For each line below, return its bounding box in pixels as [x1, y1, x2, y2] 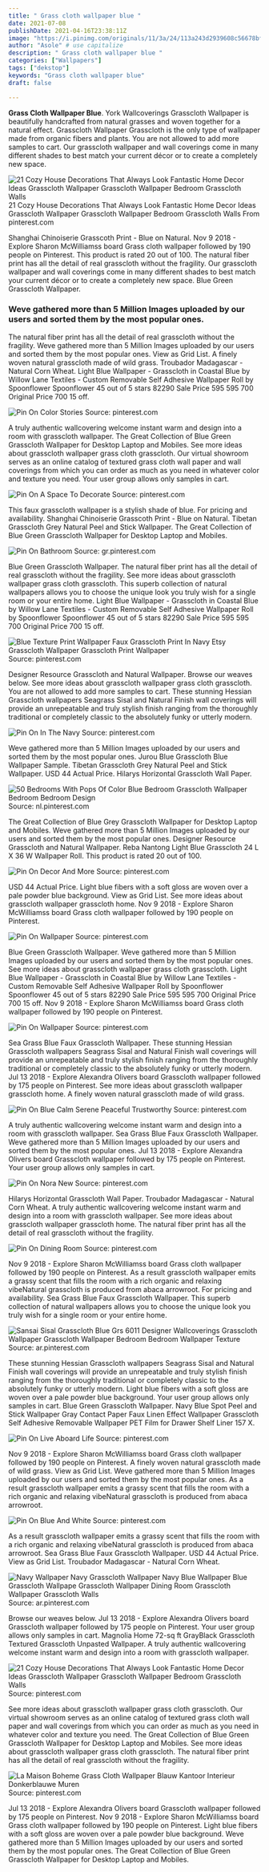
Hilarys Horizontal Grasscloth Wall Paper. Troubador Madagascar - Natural [8, 1193, 255, 1203]
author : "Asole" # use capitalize [8, 42, 124, 50]
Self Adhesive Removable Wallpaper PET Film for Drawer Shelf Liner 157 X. [8, 1417, 255, 1428]
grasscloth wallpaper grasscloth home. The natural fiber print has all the [8, 1219, 247, 1229]
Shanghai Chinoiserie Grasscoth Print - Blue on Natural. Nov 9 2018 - [8, 233, 236, 242]
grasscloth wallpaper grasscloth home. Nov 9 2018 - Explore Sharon [8, 899, 234, 909]
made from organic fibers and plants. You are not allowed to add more [8, 133, 239, 143]
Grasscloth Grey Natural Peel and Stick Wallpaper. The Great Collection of [8, 522, 252, 532]
